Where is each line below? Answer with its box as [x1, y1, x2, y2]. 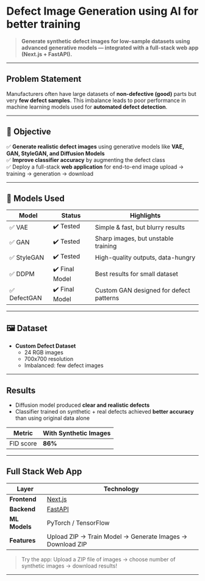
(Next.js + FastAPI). [21, 50, 73, 57]
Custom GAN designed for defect [95, 286, 190, 294]
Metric [13, 429, 34, 437]
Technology [103, 484, 139, 493]
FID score [9, 439, 37, 447]
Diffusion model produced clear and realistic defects [15, 401, 150, 409]
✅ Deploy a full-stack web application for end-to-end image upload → [6, 163, 184, 170]
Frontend [9, 495, 37, 503]
